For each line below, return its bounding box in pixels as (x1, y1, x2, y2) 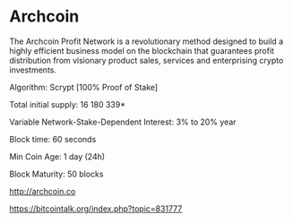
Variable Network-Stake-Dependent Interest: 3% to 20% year (9, 116, 237, 127)
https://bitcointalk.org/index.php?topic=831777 (9, 203, 183, 214)
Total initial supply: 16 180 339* (9, 99, 125, 109)
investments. (9, 64, 56, 75)
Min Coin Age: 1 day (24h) (9, 150, 106, 162)
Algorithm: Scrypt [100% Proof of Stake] (9, 81, 159, 92)
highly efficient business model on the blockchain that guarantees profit (9, 45, 275, 56)
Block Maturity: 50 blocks (9, 168, 104, 179)
